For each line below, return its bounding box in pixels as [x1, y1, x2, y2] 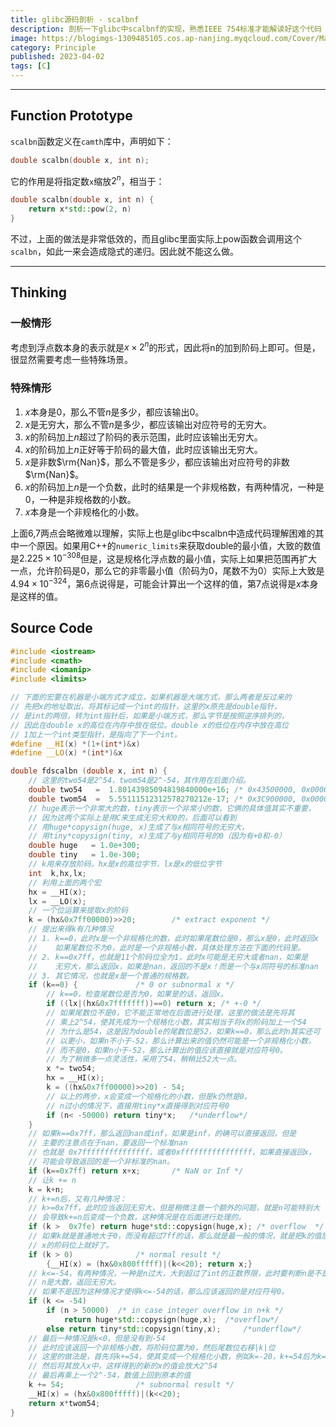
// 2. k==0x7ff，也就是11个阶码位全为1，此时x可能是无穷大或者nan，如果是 [28, 952, 309, 962]
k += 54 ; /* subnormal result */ [28, 1380, 235, 1390]
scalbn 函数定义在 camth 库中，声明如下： [10, 135, 174, 147]
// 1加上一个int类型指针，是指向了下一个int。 [10, 729, 182, 740]
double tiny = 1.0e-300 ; [28, 850, 141, 860]
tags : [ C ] [10, 61, 52, 71]
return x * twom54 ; [28, 1398, 101, 1408]
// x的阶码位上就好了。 [28, 1240, 114, 1250]
